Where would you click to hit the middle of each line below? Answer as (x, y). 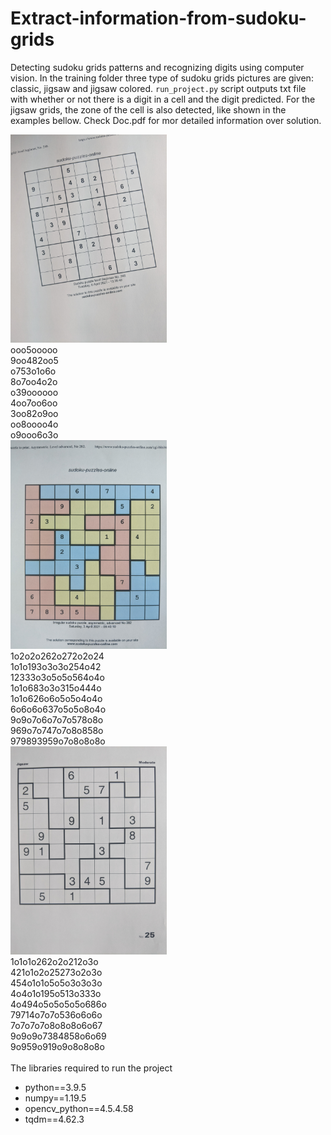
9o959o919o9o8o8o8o (57, 1046)
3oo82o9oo (34, 414)
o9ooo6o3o (34, 435)
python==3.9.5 (55, 1087)
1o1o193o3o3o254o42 (56, 666)
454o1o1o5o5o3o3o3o (56, 983)
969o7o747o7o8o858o (57, 730)
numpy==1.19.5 (55, 1098)
